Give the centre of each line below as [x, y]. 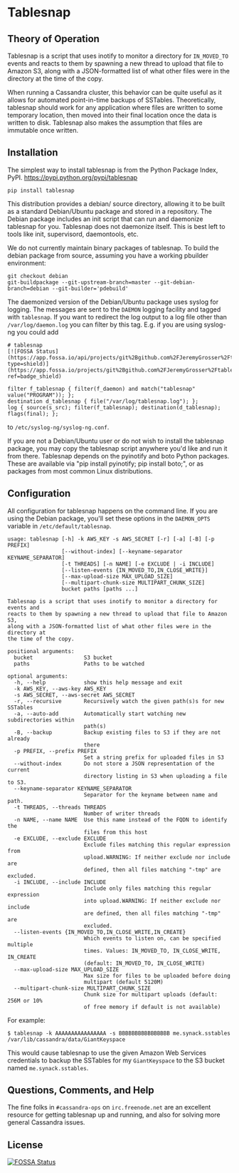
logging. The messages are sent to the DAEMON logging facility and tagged [114, 309]
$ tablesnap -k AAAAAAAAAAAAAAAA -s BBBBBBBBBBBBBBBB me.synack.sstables [119, 1033]
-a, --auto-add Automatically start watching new [100, 714]
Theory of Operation [53, 39]
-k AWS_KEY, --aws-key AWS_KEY [60, 689]
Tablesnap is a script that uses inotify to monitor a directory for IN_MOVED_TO [118, 56]
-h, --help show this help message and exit [98, 682]
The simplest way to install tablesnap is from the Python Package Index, [113, 170]
